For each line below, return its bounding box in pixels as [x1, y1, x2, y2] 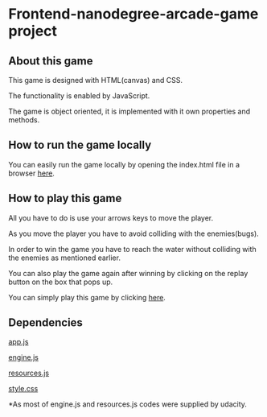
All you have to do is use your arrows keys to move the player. [8, 213, 214, 222]
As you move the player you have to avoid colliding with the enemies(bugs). [8, 229, 259, 238]
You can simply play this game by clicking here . [8, 292, 166, 302]
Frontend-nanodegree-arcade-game [8, 5, 259, 23]
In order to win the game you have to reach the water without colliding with [8, 244, 257, 254]
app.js [8, 337, 29, 347]
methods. [8, 115, 40, 125]
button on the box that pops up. [8, 277, 113, 287]
